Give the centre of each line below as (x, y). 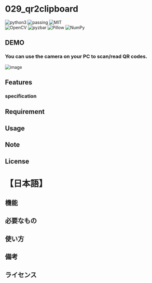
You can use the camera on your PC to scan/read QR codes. (76, 57)
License (17, 161)
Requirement (25, 112)
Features (19, 83)
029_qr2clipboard (42, 9)
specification (21, 96)
